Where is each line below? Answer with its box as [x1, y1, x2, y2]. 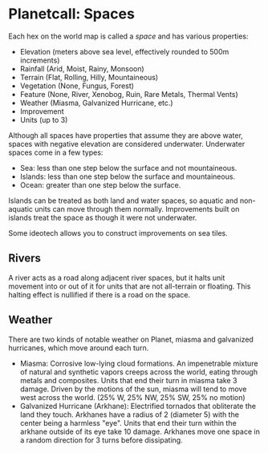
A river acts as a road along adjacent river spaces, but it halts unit [8, 273, 225, 282]
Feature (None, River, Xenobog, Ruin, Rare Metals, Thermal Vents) [19, 89, 238, 99]
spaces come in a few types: [8, 148, 104, 157]
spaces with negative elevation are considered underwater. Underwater [8, 139, 246, 148]
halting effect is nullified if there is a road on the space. [8, 289, 191, 299]
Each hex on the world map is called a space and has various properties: [8, 31, 249, 41]
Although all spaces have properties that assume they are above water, [8, 130, 243, 140]
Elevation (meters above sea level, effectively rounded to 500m [19, 47, 229, 56]
